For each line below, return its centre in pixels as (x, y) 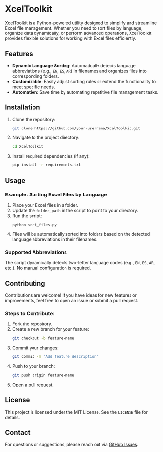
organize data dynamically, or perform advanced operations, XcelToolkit (78, 33)
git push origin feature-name (43, 375)
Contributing (25, 283)
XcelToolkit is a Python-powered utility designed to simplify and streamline (81, 23)
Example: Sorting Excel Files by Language (56, 194)
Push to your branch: (33, 366)
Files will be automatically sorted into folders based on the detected (81, 234)
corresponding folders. (35, 76)
